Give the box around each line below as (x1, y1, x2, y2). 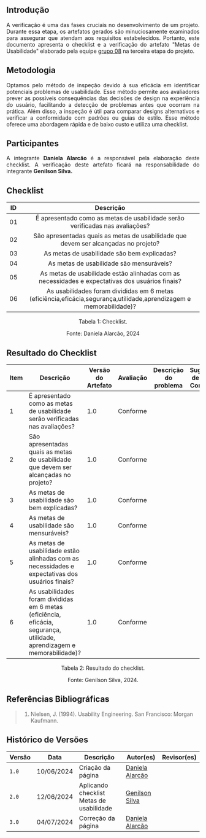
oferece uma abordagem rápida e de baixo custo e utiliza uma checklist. (6, 120, 189, 128)
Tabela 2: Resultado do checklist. (61, 664, 145, 672)
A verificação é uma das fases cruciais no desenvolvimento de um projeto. (6, 21, 200, 28)
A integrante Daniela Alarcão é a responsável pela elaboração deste (6, 155, 200, 162)
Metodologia (6, 65, 56, 76)
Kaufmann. (30, 716, 59, 724)
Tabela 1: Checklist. (78, 318, 128, 325)
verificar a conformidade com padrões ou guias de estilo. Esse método (6, 114, 200, 122)
